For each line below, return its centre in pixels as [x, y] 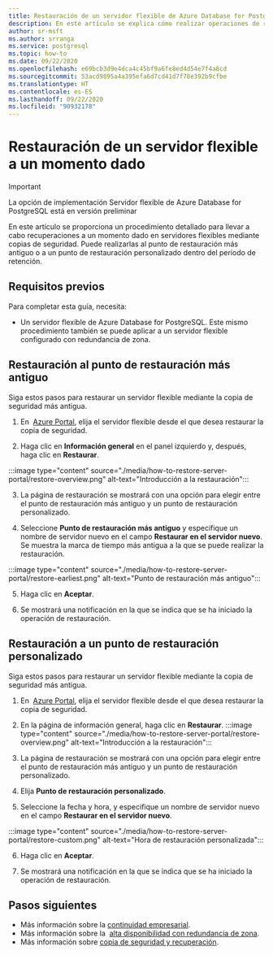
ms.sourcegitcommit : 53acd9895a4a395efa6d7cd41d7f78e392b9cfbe [118, 76]
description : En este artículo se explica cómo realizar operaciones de [134, 24]
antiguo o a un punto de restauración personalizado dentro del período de [132, 253]
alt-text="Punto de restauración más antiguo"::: [182, 578]
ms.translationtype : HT [49, 84]
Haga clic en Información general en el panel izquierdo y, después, [133, 446]
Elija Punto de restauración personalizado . [93, 791]
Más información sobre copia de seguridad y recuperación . [119, 942]
